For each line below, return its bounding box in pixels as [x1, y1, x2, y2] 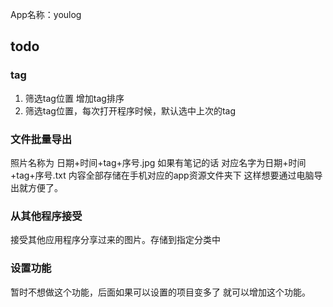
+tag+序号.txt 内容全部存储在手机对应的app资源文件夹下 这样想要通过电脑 [10, 169, 315, 181]
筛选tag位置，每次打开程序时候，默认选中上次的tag [24, 104, 236, 117]
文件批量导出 [10, 132, 73, 146]
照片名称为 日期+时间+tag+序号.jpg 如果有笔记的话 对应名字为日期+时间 [10, 156, 307, 168]
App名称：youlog [10, 9, 82, 20]
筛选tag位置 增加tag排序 [24, 92, 125, 104]
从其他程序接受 [10, 209, 83, 223]
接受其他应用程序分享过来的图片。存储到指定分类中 [10, 234, 221, 246]
